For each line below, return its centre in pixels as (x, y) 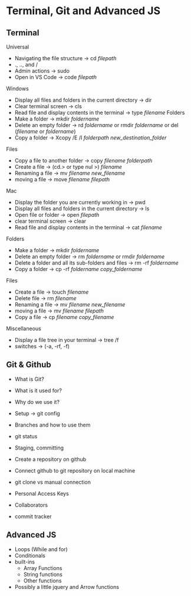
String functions (43, 574)
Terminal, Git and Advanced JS (83, 11)
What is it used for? (38, 390)
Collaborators (31, 505)
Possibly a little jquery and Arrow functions (67, 587)
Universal (18, 47)
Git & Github (29, 365)
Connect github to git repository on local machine (75, 470)
